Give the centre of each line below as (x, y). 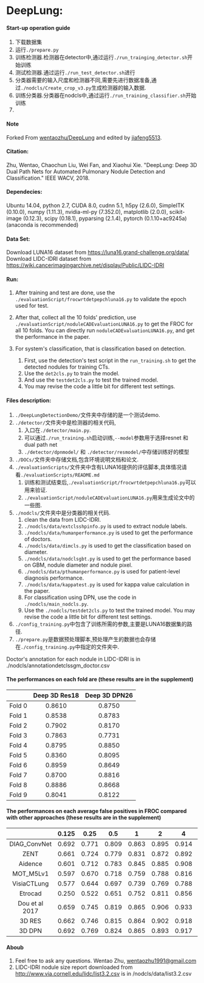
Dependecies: (24, 192)
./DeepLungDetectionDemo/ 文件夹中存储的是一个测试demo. (88, 414)
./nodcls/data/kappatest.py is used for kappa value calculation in (107, 584)
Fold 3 (18, 735)
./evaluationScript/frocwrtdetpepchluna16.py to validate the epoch (101, 299)
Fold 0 (18, 706)
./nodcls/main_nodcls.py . (56, 603)
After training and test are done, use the (65, 293)
